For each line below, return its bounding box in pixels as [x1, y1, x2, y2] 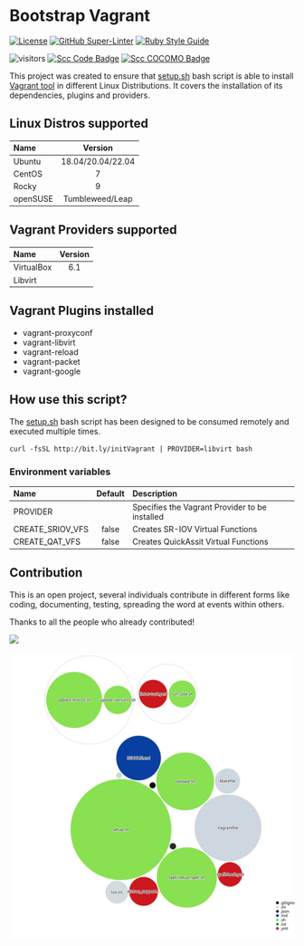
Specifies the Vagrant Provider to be [132, 502, 267, 512]
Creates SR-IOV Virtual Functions [132, 523, 258, 534]
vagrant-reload [22, 346, 79, 358]
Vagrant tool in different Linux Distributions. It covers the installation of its [9, 80, 283, 91]
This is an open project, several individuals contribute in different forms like [9, 589, 290, 600]
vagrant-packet [22, 356, 81, 367]
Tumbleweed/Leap [62, 194, 133, 205]
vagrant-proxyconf [22, 327, 93, 338]
